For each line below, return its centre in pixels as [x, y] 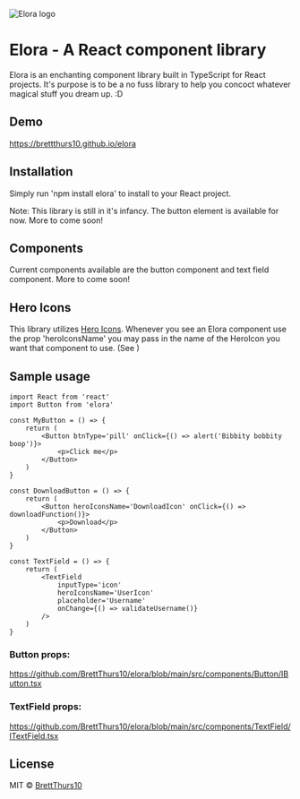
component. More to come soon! [70, 279]
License [32, 764]
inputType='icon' [90, 585]
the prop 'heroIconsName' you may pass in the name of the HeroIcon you [145, 339]
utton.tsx [26, 683]
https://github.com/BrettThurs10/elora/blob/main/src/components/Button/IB [149, 674]
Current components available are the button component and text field [139, 270]
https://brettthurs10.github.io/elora [73, 143]
